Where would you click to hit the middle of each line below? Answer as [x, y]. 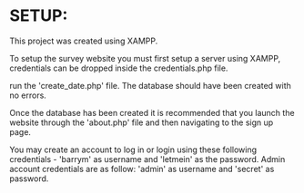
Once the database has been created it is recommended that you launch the [152, 112]
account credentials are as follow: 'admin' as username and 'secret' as [142, 169]
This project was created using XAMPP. [84, 41]
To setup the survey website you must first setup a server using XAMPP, [145, 58]
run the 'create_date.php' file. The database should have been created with [150, 85]
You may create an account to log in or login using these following [133, 150]
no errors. [28, 95]
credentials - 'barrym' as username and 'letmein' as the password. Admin [147, 159]
